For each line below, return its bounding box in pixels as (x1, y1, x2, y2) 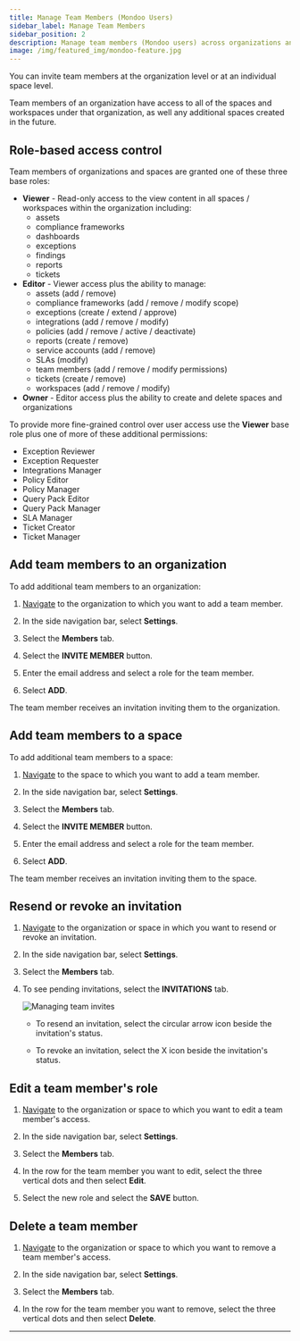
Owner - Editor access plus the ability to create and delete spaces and (21, 392, 283, 403)
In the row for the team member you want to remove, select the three (21, 1303, 277, 1314)
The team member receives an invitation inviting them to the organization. (9, 702, 280, 713)
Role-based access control (9, 142, 162, 157)
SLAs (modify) (35, 354, 89, 365)
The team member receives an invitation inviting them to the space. (9, 873, 257, 884)
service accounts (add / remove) (35, 345, 156, 356)
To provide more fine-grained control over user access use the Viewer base (9, 419, 290, 430)
